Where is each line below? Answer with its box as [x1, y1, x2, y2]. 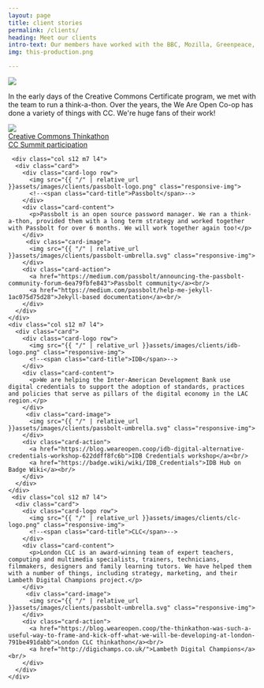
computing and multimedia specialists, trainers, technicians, [8, 555, 221, 563]
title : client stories [8, 19, 83, 27]
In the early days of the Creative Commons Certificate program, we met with [8, 92, 256, 101]
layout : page [8, 11, 51, 20]
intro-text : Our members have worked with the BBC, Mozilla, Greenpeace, [8, 41, 256, 49]
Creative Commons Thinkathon [8, 132, 110, 140]
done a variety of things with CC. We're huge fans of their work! [8, 108, 216, 118]
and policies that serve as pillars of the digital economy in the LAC [8, 390, 248, 398]
